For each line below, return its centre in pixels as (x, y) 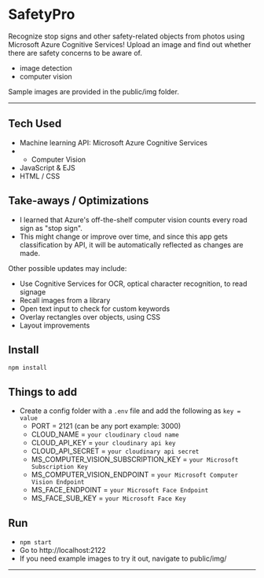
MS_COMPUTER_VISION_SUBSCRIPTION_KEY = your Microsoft (135, 459)
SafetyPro (42, 15)
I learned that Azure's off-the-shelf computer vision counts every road (133, 219)
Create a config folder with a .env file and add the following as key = (130, 411)
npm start (36, 543)
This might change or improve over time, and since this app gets (123, 236)
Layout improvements (55, 325)
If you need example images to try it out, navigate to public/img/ (123, 558)
